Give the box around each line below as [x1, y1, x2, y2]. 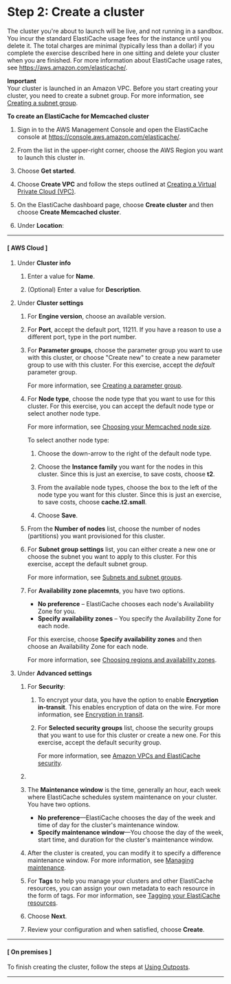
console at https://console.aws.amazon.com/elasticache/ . [16, 132, 181, 141]
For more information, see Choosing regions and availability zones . [27, 656, 217, 664]
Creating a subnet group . [7, 98, 78, 107]
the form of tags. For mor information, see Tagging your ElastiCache [27, 892, 221, 900]
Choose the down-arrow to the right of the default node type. [37, 449, 212, 458]
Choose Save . [37, 511, 78, 520]
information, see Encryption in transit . [37, 710, 144, 719]
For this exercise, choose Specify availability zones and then [27, 635, 202, 643]
